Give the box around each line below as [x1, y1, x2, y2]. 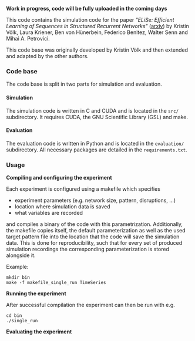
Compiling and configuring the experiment [6, 174, 113, 181]
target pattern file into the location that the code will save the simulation [6, 233, 180, 240]
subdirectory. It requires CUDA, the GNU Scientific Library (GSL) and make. [6, 113, 189, 120]
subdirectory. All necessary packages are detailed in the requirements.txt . [6, 146, 187, 153]
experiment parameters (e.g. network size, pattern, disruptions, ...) [14, 197, 176, 204]
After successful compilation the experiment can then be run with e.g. [6, 302, 175, 308]
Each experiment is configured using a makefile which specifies [6, 185, 160, 193]
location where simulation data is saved [14, 203, 110, 210]
